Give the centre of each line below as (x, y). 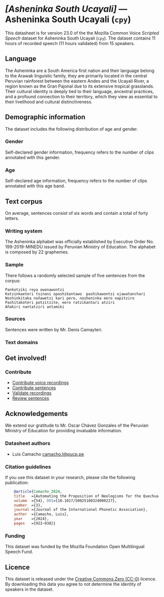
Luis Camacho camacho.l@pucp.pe (48, 454)
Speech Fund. (19, 552)
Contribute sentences (34, 388)
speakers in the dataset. (29, 589)
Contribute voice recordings (40, 383)
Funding (15, 536)
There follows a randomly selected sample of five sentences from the (75, 276)
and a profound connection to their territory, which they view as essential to (82, 96)
